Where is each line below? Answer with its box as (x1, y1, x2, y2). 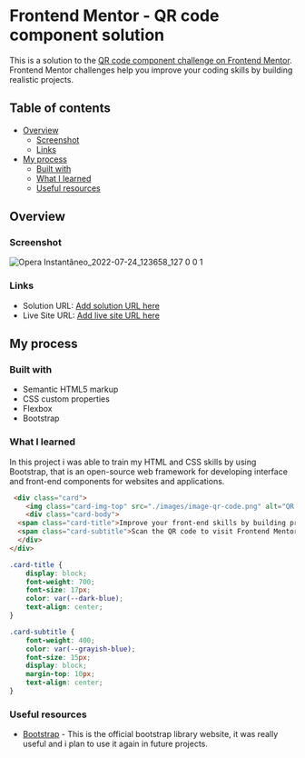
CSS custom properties (22, 394, 111, 404)
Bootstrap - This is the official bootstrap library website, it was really (22, 729, 279, 740)
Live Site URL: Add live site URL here (22, 310, 161, 321)
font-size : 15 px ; (25, 653, 92, 662)
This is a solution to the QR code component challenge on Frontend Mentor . (9, 55, 292, 65)
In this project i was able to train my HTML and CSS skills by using (9, 456, 257, 467)
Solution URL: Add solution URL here (22, 300, 161, 311)
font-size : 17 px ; (25, 585, 92, 595)
